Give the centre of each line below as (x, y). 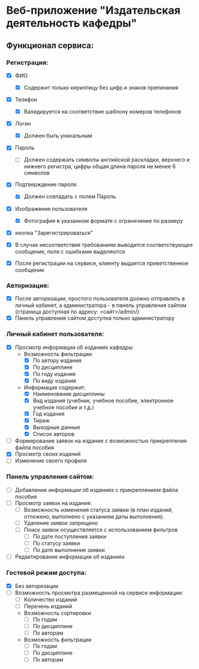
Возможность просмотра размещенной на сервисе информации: (99, 593)
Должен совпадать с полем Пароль (70, 196)
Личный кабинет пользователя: (55, 334)
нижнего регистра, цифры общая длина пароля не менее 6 (99, 166)
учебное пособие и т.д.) (64, 407)
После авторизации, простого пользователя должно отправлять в (100, 298)
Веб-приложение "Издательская (94, 11)
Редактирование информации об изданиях (70, 557)
